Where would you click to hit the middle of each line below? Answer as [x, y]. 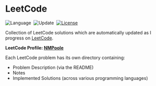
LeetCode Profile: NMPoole [34, 48]
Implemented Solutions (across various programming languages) [80, 78]
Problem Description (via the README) [53, 67]
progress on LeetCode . [29, 38]
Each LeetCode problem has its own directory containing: [65, 57]
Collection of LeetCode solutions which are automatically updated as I [78, 32]
